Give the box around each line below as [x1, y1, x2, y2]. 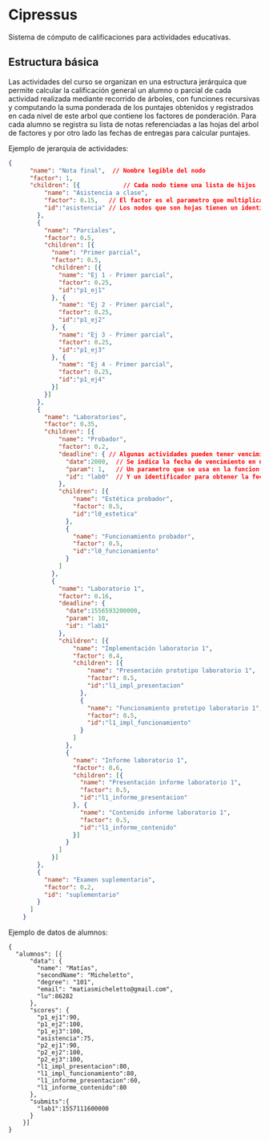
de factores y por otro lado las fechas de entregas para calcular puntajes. [8, 128, 251, 137]
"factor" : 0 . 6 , [72, 764, 124, 772]
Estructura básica [8, 55, 99, 69]
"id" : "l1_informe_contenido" [79, 823, 178, 832]
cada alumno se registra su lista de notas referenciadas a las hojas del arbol [8, 119, 259, 129]
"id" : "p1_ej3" [58, 345, 106, 354]
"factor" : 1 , [29, 174, 74, 182]
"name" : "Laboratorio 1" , [58, 585, 146, 593]
